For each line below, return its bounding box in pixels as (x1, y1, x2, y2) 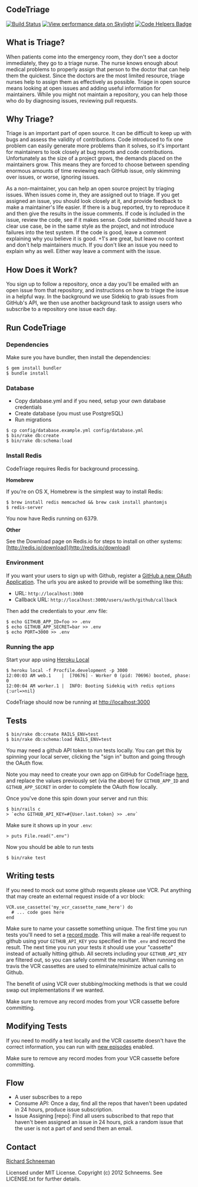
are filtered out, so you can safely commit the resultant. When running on (6, 956, 184, 963)
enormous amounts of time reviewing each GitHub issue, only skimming (6, 168, 181, 175)
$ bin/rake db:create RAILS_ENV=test (6, 731, 99, 737)
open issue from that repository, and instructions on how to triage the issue (6, 287, 189, 294)
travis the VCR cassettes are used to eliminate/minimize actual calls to (6, 962, 176, 969)
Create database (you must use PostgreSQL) (14, 410, 124, 417)
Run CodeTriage (6, 323, 67, 333)
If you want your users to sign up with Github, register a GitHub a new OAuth (6, 572, 192, 579)
